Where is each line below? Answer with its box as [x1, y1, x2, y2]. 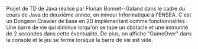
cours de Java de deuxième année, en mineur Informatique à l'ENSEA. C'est [6, 11, 191, 18]
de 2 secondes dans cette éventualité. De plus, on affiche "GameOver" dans [6, 30, 192, 37]
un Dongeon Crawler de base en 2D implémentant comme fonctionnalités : [6, 18, 188, 24]
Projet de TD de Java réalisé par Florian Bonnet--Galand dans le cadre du [6, 5, 186, 12]
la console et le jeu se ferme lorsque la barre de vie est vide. [6, 37, 154, 43]
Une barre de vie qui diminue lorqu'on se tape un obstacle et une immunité [6, 24, 189, 31]
